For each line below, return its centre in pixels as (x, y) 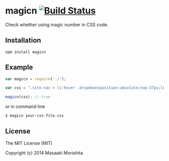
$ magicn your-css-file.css (35, 116)
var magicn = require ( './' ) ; (36, 79)
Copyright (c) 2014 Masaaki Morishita (44, 153)
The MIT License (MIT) (29, 143)
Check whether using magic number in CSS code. (57, 25)
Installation (23, 40)
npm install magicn (26, 52)
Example (19, 67)
